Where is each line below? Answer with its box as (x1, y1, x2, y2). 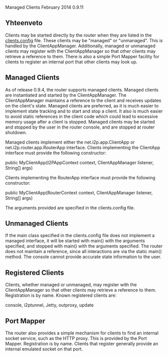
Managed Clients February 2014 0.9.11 (5, 5, 84, 10)
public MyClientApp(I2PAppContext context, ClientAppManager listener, (5, 159, 154, 165)
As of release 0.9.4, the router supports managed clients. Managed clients (5, 86, 159, 92)
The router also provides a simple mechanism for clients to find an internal (5, 330, 159, 336)
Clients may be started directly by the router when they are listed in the (5, 32, 152, 38)
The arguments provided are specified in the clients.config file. (5, 204, 135, 210)
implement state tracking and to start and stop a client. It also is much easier (5, 108, 163, 114)
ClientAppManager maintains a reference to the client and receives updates (5, 97, 161, 103)
